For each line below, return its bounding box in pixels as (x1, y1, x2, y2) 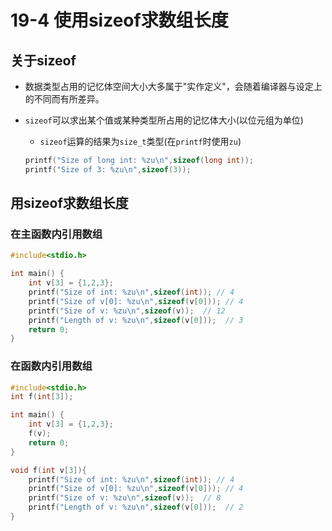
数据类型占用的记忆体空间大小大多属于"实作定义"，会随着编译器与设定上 (24, 81, 323, 92)
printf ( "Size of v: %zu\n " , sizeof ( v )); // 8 (28, 493, 222, 503)
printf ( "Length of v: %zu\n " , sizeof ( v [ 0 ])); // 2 (28, 502, 244, 513)
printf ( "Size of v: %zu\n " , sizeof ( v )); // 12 (28, 306, 226, 316)
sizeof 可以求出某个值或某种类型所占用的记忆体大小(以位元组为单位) (24, 114, 304, 126)
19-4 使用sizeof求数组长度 (10, 9, 229, 32)
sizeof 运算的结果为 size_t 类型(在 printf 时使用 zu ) (39, 136, 242, 147)
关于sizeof (10, 52, 77, 69)
